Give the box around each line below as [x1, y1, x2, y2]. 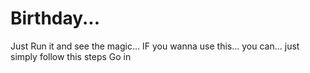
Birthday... [10, 7, 101, 30]
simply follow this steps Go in [10, 50, 132, 62]
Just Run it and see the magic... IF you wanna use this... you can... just [10, 40, 300, 52]
